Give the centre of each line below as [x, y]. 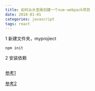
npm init [14, 48]
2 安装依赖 [16, 58]
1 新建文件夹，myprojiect [31, 38]
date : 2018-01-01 [23, 14]
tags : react [17, 24]
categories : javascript [30, 19]
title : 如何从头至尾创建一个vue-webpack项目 [48, 10]
